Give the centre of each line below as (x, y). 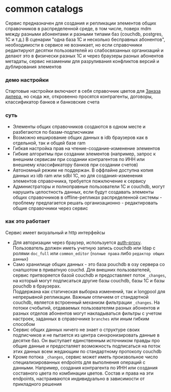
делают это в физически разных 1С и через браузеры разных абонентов (84, 56)
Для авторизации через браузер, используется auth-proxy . (77, 242)
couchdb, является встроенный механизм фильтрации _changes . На (86, 302)
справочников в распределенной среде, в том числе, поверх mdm (78, 28)
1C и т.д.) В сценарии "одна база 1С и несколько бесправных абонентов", (85, 39)
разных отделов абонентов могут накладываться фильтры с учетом (87, 313)
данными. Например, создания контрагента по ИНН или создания (85, 367)
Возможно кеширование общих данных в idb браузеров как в (80, 137)
